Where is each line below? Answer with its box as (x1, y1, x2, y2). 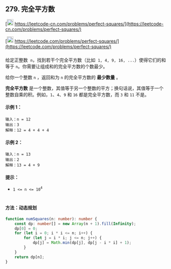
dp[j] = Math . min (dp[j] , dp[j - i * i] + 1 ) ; (32, 240, 132, 245)
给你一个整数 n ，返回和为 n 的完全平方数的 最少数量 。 (5, 74, 121, 80)
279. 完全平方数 (5, 5, 55, 14)
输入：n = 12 (5, 117, 31, 122)
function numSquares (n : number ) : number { (5, 216, 97, 221)
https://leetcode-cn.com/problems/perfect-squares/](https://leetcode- (14, 20, 164, 27)
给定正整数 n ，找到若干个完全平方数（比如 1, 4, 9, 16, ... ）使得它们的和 (5, 57, 166, 63)
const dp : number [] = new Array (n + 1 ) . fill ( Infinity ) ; (14, 221, 137, 226)
